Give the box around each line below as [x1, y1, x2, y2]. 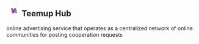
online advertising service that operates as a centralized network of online [6, 24, 194, 32]
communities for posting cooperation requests [6, 31, 123, 38]
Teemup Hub [21, 8, 71, 19]
